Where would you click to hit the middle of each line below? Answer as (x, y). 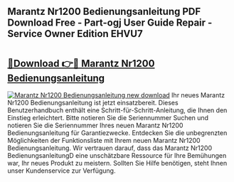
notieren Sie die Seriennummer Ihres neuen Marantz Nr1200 (95, 125)
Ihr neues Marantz (198, 95)
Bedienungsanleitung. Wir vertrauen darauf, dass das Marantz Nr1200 (110, 148)
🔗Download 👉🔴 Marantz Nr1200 (81, 63)
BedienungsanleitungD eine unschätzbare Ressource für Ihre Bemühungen (117, 155)
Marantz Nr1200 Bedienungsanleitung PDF (104, 12)
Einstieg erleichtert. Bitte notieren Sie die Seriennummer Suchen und (108, 118)
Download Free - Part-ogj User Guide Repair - (110, 23)
